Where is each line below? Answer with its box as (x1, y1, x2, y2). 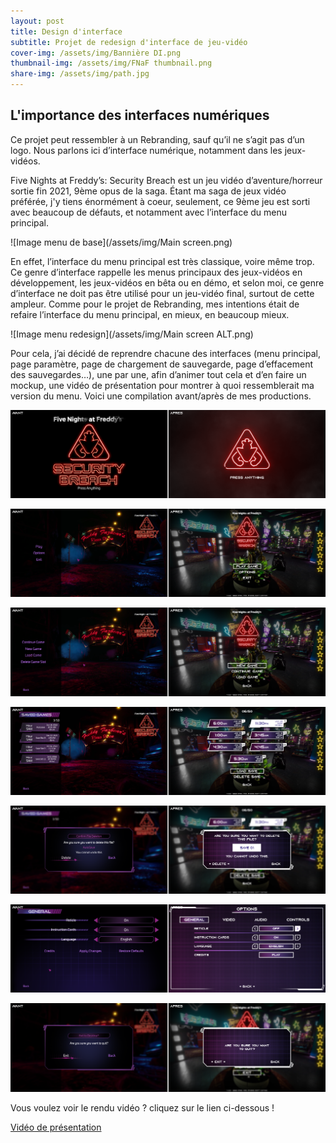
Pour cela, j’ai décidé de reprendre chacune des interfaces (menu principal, (10, 347, 321, 359)
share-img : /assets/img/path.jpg (10, 69, 150, 79)
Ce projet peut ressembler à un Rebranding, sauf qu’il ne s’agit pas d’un (10, 133, 305, 145)
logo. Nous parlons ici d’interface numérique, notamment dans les (10, 144, 283, 156)
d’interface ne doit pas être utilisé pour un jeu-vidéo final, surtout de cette (10, 287, 315, 299)
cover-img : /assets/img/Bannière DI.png (10, 48, 182, 58)
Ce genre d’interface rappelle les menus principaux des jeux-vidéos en (10, 266, 303, 278)
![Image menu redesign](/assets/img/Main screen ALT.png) (10, 328, 254, 340)
